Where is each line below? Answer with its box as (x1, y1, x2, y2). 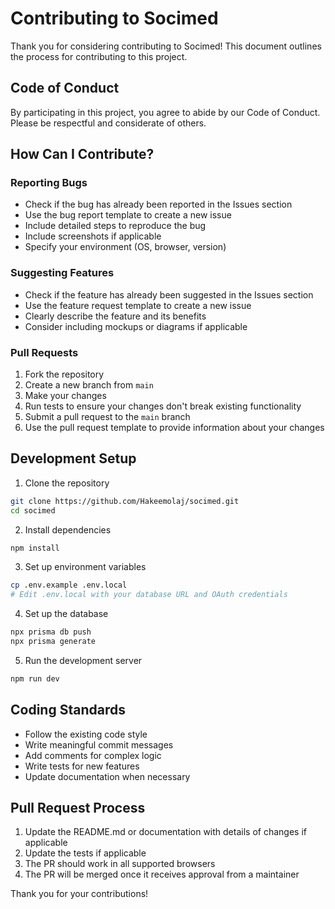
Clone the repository (24, 477, 110, 489)
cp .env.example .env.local (10, 580, 128, 591)
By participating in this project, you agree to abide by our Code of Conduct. (10, 106, 321, 118)
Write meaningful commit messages (24, 738, 174, 751)
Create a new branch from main (24, 379, 154, 391)
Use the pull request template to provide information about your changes (24, 422, 325, 434)
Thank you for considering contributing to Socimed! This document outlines (10, 40, 322, 52)
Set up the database (24, 608, 109, 620)
